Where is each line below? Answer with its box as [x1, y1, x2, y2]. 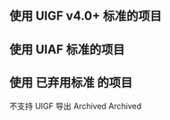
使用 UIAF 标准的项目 [9, 41, 125, 56]
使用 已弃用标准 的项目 [9, 75, 132, 90]
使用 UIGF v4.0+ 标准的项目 [9, 8, 163, 24]
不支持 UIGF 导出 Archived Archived [9, 100, 142, 111]
